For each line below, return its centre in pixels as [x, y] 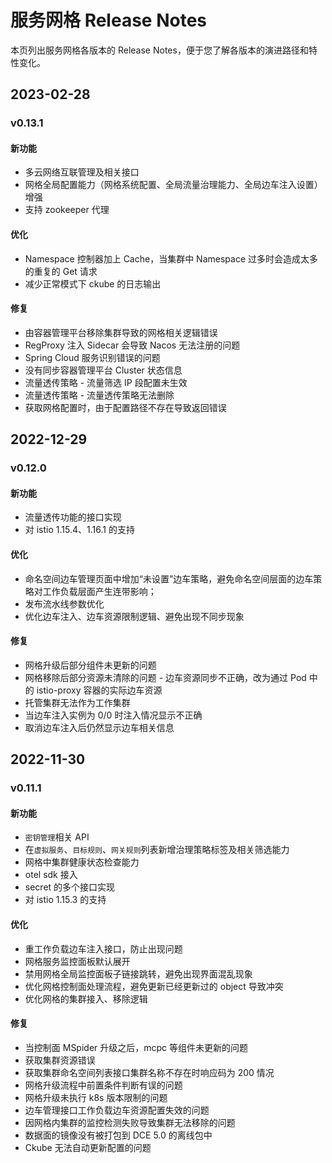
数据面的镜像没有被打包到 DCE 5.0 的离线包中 [118, 1135]
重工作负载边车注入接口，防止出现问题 [103, 948]
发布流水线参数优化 [64, 603]
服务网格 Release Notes [109, 20]
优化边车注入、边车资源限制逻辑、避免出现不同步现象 [134, 616]
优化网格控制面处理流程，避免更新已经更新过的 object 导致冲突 [154, 986]
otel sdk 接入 [51, 875]
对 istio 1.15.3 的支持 [65, 900]
